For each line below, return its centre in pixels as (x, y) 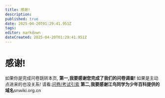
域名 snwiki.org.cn (23, 90)
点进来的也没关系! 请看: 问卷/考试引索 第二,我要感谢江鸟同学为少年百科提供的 (82, 84)
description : (18, 14)
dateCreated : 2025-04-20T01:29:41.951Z (46, 38)
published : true (22, 19)
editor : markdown (23, 33)
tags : (11, 28)
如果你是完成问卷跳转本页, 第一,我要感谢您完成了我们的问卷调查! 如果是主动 (82, 78)
